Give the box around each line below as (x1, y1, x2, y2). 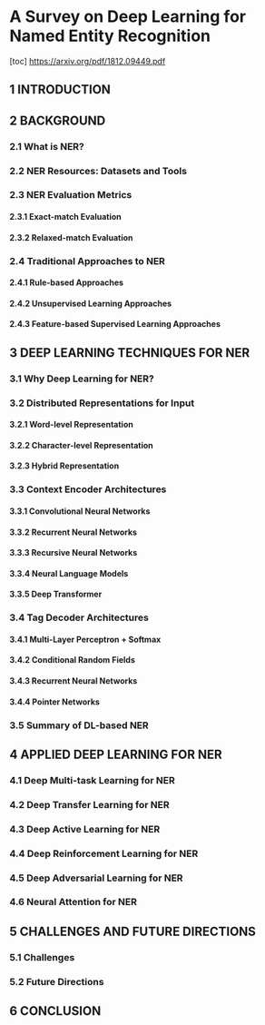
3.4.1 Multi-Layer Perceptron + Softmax (9, 634, 162, 645)
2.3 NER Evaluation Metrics (9, 189, 132, 202)
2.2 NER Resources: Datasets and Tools (9, 164, 188, 177)
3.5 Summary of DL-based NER (9, 719, 150, 732)
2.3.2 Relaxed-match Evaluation (9, 232, 133, 242)
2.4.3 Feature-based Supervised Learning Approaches (9, 319, 221, 330)
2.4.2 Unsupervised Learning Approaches (9, 298, 172, 309)
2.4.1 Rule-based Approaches (9, 277, 124, 288)
